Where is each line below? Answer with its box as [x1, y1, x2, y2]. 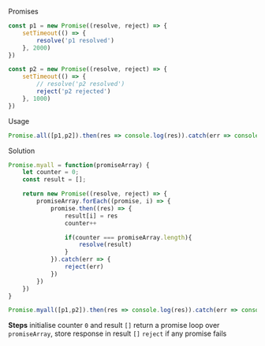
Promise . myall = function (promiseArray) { [8, 161, 150, 169]
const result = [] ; [22, 176, 87, 184]
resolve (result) [78, 240, 132, 249]
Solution [8, 146, 35, 155]
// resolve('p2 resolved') [36, 80, 125, 88]
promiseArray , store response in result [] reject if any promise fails [8, 329, 227, 338]
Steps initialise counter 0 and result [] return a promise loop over [8, 321, 220, 330]
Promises [8, 7, 39, 16]
